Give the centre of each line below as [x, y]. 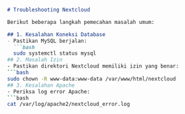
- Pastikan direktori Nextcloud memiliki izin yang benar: [93, 66]
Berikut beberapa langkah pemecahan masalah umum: [81, 22]
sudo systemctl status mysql [55, 54]
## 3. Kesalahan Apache [41, 85]
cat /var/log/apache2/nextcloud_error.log [69, 104]
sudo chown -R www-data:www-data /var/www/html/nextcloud [91, 79]
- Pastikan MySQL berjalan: [47, 41]
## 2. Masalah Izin [35, 60]
